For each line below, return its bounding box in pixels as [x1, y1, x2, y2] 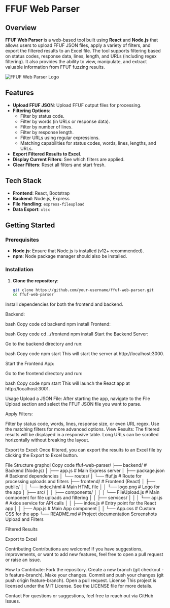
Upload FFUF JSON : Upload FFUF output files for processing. [12, 102, 142, 108]
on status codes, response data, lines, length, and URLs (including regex [5, 53, 157, 59]
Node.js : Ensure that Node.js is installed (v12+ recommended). [12, 248, 144, 254]
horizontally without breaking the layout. [5, 437, 90, 443]
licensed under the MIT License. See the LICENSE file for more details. [5, 583, 153, 589]
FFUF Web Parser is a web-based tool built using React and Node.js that [5, 37, 158, 43]
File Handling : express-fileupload [12, 201, 85, 207]
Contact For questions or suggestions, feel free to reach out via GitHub [5, 593, 154, 599]
